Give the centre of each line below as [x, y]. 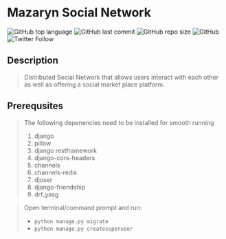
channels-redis [56, 172]
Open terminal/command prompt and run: [83, 207]
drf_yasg [46, 194]
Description [33, 61]
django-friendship [60, 187]
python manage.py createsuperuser [83, 229]
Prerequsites [35, 106]
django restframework [66, 150]
